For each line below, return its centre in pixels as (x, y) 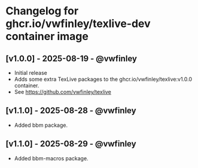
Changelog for (42, 11)
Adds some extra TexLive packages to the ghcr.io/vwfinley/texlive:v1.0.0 (103, 79)
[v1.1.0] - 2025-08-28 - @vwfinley (71, 111)
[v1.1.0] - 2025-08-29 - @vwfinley (71, 144)
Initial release (31, 73)
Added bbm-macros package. (51, 158)
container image (47, 36)
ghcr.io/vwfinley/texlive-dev (78, 24)
